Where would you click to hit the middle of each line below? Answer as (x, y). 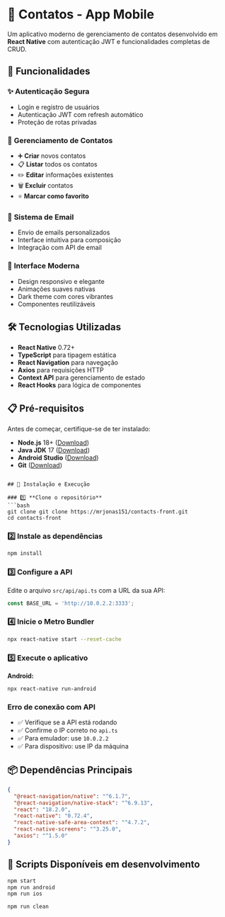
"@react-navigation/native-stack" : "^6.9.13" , (83, 803)
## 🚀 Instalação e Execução (49, 484)
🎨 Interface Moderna (44, 266)
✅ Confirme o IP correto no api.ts (68, 730)
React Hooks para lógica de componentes (79, 385)
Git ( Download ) (40, 465)
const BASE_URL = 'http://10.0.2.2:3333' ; (71, 603)
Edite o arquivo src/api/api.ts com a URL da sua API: (86, 590)
